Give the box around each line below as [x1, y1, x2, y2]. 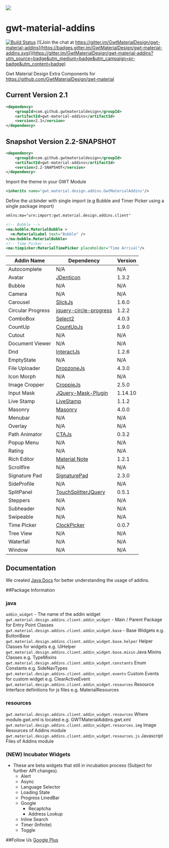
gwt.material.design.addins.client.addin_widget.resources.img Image [6, 721, 157, 728]
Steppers [8, 497, 30, 504]
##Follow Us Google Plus [6, 837, 59, 843]
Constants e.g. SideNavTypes [6, 665, 68, 671]
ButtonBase [6, 633, 30, 639]
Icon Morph [8, 373, 36, 380]
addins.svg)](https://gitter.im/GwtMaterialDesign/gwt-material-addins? [6, 50, 154, 56]
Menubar [8, 414, 30, 421]
